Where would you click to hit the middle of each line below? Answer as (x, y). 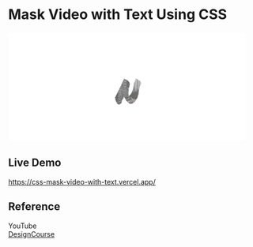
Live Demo (35, 163)
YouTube (23, 226)
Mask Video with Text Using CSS (118, 15)
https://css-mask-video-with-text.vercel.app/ (82, 182)
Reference (34, 207)
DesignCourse (32, 234)
